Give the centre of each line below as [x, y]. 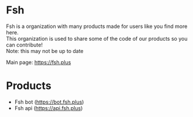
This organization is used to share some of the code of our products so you [97, 38]
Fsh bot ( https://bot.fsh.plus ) [49, 102]
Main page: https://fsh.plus [39, 62]
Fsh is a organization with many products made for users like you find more [97, 26]
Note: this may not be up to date [45, 51]
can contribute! [24, 45]
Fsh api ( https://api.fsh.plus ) [49, 108]
